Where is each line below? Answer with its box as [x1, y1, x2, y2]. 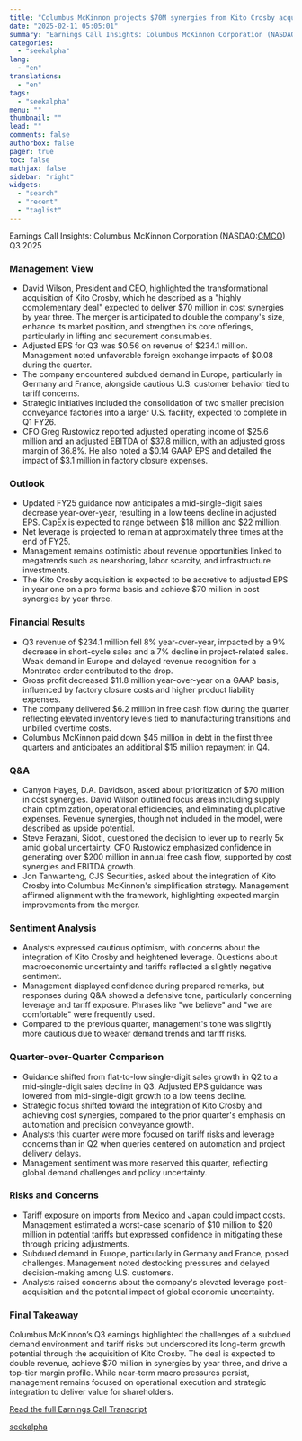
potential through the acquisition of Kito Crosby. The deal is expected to [9, 1348, 276, 1359]
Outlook [9, 477, 45, 490]
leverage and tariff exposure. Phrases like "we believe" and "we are [22, 1000, 272, 1011]
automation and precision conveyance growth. [22, 1119, 195, 1130]
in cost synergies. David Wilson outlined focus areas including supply [22, 794, 280, 805]
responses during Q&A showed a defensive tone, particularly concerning [22, 990, 292, 1001]
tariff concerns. [22, 388, 80, 399]
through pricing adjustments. [22, 1238, 130, 1249]
